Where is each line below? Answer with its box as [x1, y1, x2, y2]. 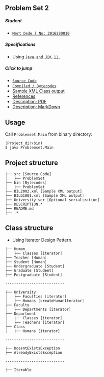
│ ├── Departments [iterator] [5, 307, 71, 312]
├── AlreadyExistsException [5, 350, 63, 355]
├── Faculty [5, 302, 29, 307]
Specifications [5, 41, 36, 47]
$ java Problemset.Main [5, 145, 54, 150]
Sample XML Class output [12, 88, 65, 94]
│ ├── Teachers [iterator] [5, 320, 65, 325]
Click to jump [5, 65, 33, 71]
